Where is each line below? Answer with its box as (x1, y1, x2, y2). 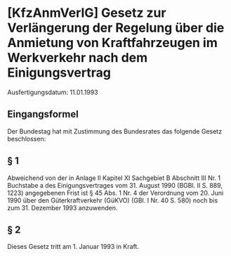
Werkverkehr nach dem (7, 50, 148, 66)
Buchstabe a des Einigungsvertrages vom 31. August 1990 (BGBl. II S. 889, (7, 181, 223, 189)
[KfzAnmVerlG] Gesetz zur (7, 5, 166, 21)
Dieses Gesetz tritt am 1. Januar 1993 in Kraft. (7, 243, 139, 251)
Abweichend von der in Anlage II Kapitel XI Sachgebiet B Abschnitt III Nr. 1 (7, 174, 221, 182)
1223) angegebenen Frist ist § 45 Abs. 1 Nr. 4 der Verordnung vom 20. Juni (7, 188, 224, 197)
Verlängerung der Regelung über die (7, 20, 225, 36)
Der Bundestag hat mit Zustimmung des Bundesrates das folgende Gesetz (7, 127, 223, 135)
